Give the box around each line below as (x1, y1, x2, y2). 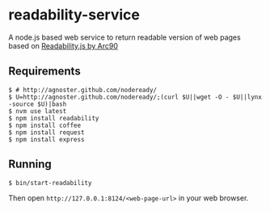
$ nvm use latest (8, 107, 67, 115)
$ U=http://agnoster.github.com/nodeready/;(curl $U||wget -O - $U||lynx (8, 93, 263, 101)
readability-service (8, 6, 140, 24)
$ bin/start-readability (8, 179, 92, 187)
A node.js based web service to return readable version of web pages (8, 32, 241, 42)
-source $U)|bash (8, 99, 67, 108)
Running (8, 158, 53, 171)
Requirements (8, 65, 81, 78)
